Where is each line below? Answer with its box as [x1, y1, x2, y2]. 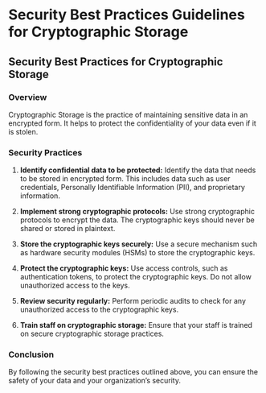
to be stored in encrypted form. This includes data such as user [19, 174, 231, 184]
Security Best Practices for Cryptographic [8, 55, 223, 68]
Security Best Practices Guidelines [8, 6, 245, 24]
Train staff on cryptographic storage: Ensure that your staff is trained [19, 321, 253, 330]
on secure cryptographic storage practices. [19, 329, 165, 339]
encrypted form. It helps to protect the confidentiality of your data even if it [8, 118, 257, 128]
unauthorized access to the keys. [19, 280, 130, 291]
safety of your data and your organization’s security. [8, 376, 181, 386]
